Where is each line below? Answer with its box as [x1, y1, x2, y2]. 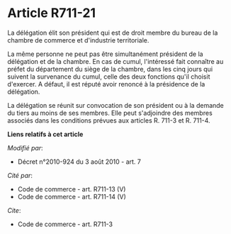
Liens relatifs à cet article [7, 130, 84, 138]
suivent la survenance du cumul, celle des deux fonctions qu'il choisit [7, 72, 210, 81]
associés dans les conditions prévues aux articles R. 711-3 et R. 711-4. [7, 116, 210, 125]
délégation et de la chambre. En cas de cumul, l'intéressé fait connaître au [7, 57, 224, 65]
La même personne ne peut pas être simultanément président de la [7, 50, 203, 58]
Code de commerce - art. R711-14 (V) [17, 192, 126, 201]
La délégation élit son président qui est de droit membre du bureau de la [7, 28, 218, 37]
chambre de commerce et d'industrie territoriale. [7, 35, 150, 44]
